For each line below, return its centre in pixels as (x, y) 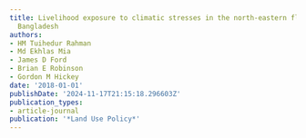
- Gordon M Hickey (44, 77)
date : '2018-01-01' (46, 85)
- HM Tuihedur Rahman (51, 43)
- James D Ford (38, 60)
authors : (26, 34)
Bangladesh (38, 26)
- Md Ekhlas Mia (40, 52)
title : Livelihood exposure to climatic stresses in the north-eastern (148, 18)
